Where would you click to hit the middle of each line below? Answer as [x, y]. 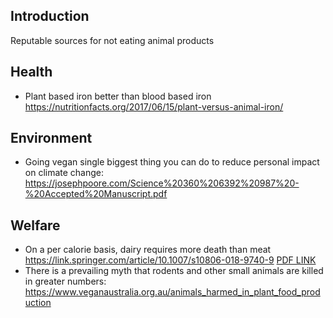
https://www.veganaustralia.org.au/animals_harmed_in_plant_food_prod [172, 292]
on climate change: [64, 173]
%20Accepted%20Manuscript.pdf [96, 194]
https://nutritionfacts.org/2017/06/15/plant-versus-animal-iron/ [154, 106]
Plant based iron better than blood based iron [118, 96]
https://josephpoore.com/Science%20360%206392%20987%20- [162, 183]
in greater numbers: [65, 281]
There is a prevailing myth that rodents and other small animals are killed [174, 271]
